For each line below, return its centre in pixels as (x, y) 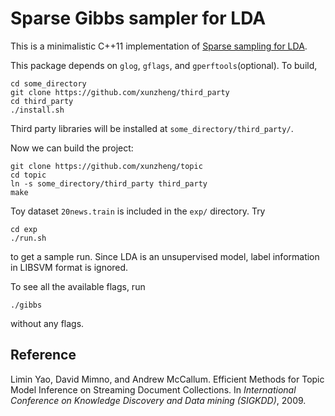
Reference (43, 355)
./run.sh (28, 238)
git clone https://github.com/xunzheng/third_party (120, 92)
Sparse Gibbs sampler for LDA (138, 18)
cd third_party (42, 101)
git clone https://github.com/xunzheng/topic (106, 166)
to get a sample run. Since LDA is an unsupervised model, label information (165, 256)
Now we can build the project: (72, 148)
